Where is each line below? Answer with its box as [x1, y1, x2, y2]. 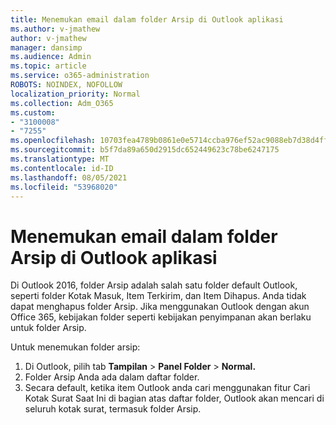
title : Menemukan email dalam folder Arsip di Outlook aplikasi [10, 14, 284, 25]
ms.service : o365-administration [10, 71, 150, 81]
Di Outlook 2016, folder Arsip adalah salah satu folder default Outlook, [10, 279, 298, 291]
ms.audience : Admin [10, 52, 92, 62]
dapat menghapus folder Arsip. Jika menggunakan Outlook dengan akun [10, 301, 310, 313]
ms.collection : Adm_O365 [10, 98, 114, 108]
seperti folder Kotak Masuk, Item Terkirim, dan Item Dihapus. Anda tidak [10, 290, 307, 302]
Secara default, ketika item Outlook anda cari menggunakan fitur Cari [24, 382, 311, 394]
